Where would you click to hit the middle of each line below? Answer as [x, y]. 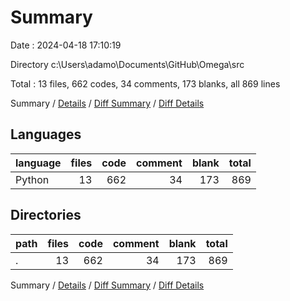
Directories [46, 215]
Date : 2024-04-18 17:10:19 [66, 45]
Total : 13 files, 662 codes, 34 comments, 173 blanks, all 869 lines [145, 83]
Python [32, 179]
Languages [46, 134]
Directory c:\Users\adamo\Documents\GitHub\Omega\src [127, 64]
